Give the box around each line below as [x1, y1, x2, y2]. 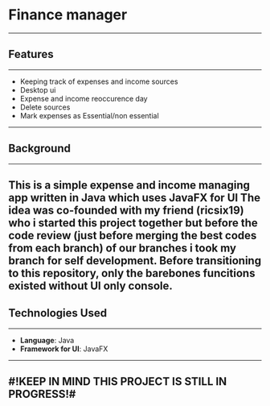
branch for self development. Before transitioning [8, 254, 262, 267]
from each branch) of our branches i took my [8, 241, 237, 255]
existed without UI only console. [8, 279, 173, 292]
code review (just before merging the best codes [8, 228, 257, 242]
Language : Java [19, 335, 75, 345]
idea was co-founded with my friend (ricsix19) [8, 203, 244, 217]
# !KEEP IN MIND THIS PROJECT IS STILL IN [8, 375, 227, 388]
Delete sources [19, 102, 71, 112]
